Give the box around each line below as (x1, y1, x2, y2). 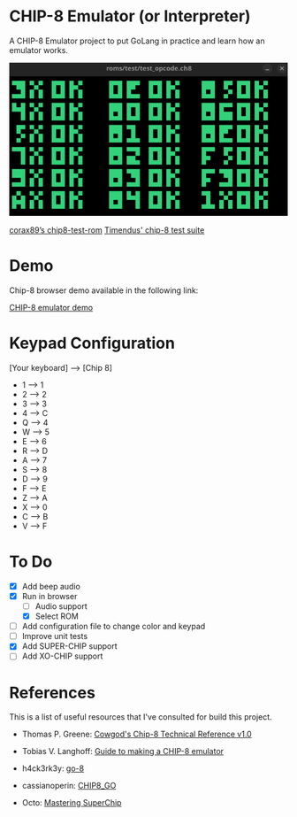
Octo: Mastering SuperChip (21, 798, 122, 808)
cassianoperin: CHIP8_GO (21, 781, 117, 791)
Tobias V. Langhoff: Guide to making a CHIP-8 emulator (21, 746, 224, 757)
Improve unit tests (21, 631, 88, 642)
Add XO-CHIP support (21, 651, 103, 661)
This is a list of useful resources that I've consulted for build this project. (9, 712, 272, 722)
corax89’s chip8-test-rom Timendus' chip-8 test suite (9, 225, 205, 235)
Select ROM (34, 611, 80, 621)
